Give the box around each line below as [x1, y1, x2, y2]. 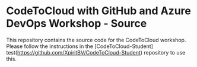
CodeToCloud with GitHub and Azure [6, 4, 191, 18]
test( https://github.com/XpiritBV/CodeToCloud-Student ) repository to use [6, 49, 186, 56]
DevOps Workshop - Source [6, 17, 147, 30]
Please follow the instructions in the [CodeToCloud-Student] [6, 43, 153, 50]
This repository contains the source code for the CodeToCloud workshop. [6, 36, 186, 43]
